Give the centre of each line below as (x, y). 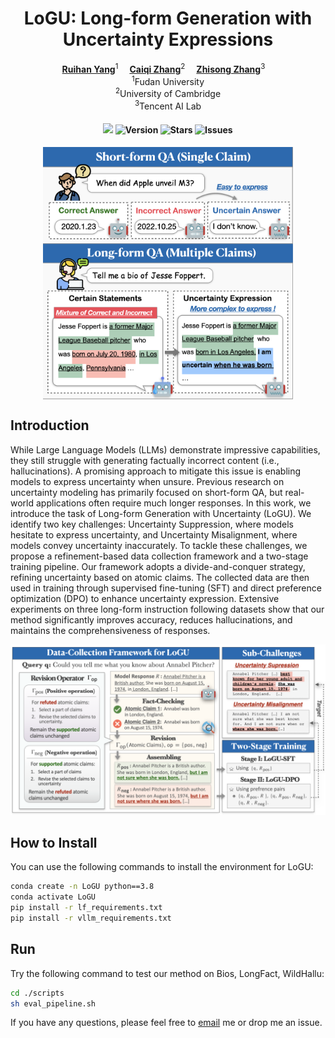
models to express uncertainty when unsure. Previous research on (147, 481)
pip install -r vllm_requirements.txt (91, 918)
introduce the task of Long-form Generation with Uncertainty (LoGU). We (161, 513)
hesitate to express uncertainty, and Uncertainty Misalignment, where (154, 534)
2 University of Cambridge (168, 92)
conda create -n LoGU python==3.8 (82, 887)
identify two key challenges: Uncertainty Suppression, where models (152, 524)
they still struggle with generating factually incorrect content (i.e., (145, 460)
